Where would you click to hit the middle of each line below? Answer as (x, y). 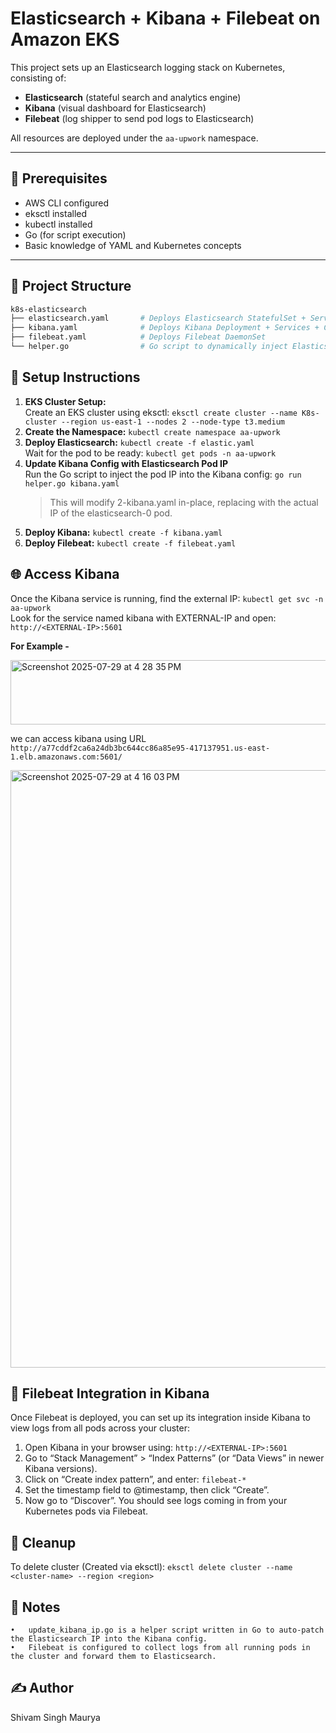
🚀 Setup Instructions (75, 377)
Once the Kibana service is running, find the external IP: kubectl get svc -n (167, 598)
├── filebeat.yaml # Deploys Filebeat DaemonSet (138, 337)
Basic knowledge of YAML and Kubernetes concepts (133, 245)
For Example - (40, 646)
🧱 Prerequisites (59, 178)
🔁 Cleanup (43, 1542)
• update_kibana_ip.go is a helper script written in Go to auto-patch (167, 1630)
